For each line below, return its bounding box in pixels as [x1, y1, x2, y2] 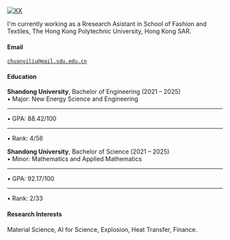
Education [7, 72, 37, 80]
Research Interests [7, 210, 62, 218]
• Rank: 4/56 [7, 134, 43, 143]
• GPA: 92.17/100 [7, 175, 55, 183]
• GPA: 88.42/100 [7, 115, 57, 123]
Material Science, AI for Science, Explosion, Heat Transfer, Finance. [7, 225, 198, 233]
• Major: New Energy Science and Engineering [7, 95, 138, 103]
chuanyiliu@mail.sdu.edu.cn [7, 58, 88, 65]
